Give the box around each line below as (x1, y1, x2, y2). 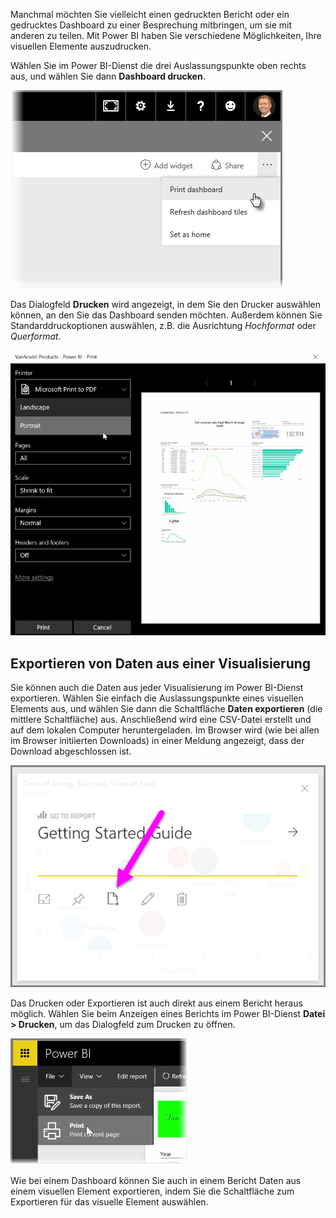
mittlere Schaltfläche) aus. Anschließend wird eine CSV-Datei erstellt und (10, 714, 312, 726)
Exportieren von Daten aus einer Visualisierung (10, 655, 312, 672)
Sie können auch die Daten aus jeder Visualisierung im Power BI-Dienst (10, 682, 304, 694)
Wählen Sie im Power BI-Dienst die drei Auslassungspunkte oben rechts (10, 60, 307, 71)
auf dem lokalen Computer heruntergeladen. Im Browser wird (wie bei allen (10, 724, 320, 736)
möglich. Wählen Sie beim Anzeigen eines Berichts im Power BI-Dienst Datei (10, 1007, 326, 1019)
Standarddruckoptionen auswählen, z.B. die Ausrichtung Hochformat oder (10, 320, 317, 331)
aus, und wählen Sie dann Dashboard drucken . (10, 70, 206, 82)
